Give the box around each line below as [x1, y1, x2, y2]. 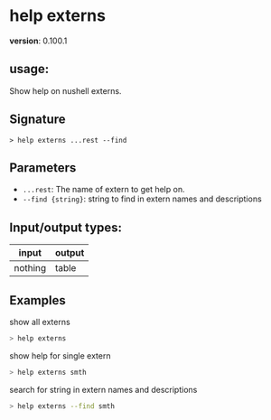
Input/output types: [9, 219, 123, 235]
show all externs [9, 317, 70, 327]
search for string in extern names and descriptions [9, 384, 198, 395]
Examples [9, 293, 66, 308]
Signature [9, 112, 66, 127]
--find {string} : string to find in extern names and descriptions [22, 193, 262, 204]
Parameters [9, 160, 77, 175]
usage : [9, 61, 50, 77]
